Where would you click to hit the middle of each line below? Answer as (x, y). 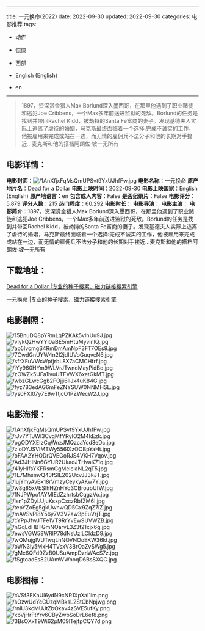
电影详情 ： (27, 165)
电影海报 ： (27, 414)
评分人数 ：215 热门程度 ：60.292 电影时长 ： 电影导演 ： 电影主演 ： (105, 203)
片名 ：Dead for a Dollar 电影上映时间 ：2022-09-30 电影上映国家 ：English (105, 188)
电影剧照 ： (27, 320)
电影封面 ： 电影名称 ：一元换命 (96, 180)
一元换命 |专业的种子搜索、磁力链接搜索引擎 (62, 299)
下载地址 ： (27, 270)
